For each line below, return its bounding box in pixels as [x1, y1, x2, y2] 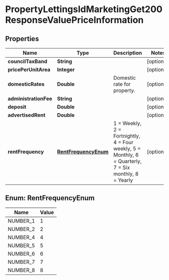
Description [113, 50, 142, 56]
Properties [5, 34, 39, 43]
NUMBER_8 [8, 266, 35, 273]
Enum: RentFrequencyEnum [5, 194, 95, 203]
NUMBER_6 [8, 250, 35, 257]
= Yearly [113, 177, 133, 183]
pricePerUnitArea [8, 66, 51, 73]
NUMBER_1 [8, 217, 35, 224]
